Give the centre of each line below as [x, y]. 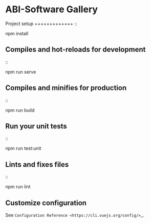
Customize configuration [46, 203]
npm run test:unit [23, 148]
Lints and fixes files [37, 164]
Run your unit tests [36, 126]
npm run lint [18, 187]
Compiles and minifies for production [66, 88]
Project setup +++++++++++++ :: [41, 24]
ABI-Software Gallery [52, 9]
